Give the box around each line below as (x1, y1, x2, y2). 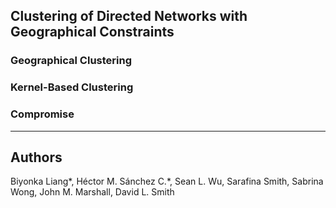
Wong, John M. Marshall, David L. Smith (10, 186, 175, 198)
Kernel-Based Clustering (10, 80, 134, 94)
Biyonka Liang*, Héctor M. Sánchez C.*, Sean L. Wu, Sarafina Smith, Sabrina (10, 175, 324, 188)
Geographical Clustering (10, 54, 132, 68)
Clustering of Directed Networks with (10, 8, 248, 25)
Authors (10, 149, 63, 166)
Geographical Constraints (10, 24, 175, 41)
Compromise (10, 107, 75, 121)
